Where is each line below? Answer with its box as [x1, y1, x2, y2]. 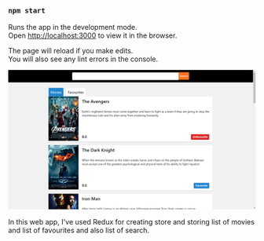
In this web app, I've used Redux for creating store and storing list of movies [8, 217, 255, 226]
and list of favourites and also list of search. [8, 225, 150, 235]
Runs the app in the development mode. [8, 23, 137, 32]
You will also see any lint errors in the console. [8, 54, 159, 64]
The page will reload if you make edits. [8, 46, 134, 56]
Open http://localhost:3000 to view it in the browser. [8, 31, 178, 40]
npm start [8, 5, 46, 15]
